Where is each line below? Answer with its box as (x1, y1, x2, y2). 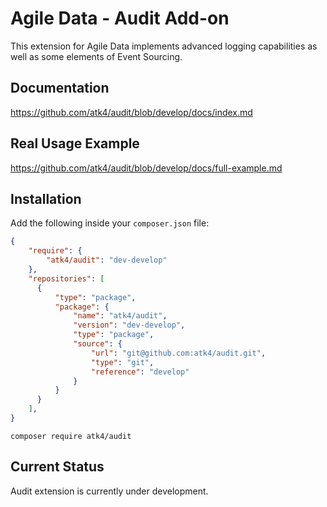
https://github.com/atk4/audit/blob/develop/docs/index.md (10, 106, 253, 118)
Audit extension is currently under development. (10, 485, 209, 497)
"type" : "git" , (90, 357, 155, 367)
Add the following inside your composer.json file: (10, 217, 210, 229)
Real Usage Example (10, 135, 140, 152)
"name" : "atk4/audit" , (73, 311, 168, 321)
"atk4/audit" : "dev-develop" (46, 255, 168, 266)
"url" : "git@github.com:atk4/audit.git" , (90, 348, 267, 358)
